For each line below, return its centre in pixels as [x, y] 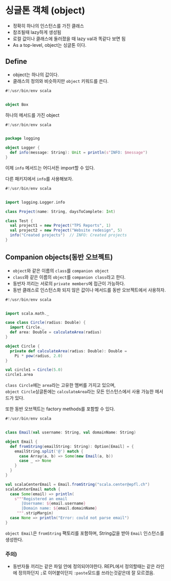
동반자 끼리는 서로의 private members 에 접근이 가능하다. [69, 283]
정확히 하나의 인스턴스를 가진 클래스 [48, 26]
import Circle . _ [27, 328]
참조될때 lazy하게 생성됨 [37, 32]
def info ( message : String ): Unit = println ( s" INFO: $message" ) [79, 153]
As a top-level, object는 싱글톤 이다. [50, 45]
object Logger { [23, 148]
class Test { [19, 221]
